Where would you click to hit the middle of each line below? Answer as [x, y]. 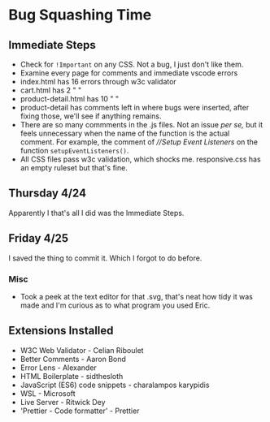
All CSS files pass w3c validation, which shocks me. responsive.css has [141, 159]
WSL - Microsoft [48, 393]
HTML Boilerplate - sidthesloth [72, 376]
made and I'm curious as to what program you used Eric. [115, 305]
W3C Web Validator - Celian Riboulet [82, 350]
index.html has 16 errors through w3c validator [98, 82]
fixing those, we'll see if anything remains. [91, 116]
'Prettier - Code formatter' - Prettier [80, 411]
